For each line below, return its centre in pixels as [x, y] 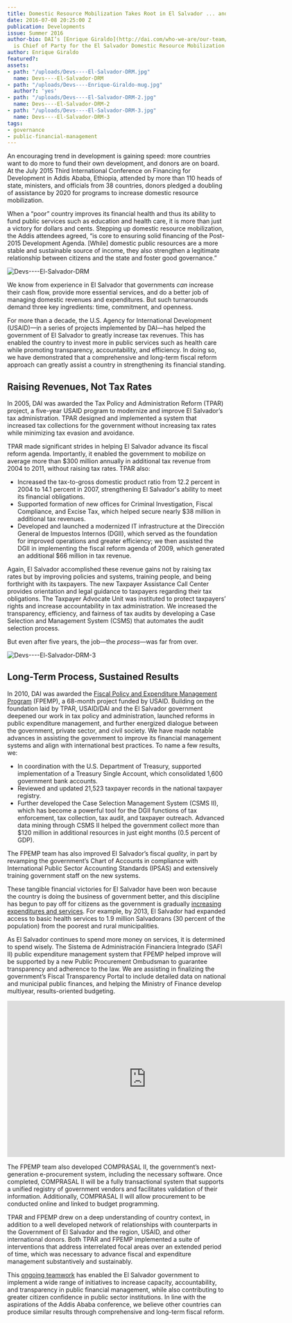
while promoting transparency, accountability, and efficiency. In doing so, [112, 350]
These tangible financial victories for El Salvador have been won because [112, 889]
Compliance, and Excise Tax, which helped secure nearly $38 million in [119, 512]
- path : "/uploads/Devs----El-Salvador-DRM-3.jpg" [82, 110]
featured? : [23, 59]
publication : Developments [46, 26]
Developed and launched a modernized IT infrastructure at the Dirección [121, 526]
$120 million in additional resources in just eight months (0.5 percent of [119, 832]
